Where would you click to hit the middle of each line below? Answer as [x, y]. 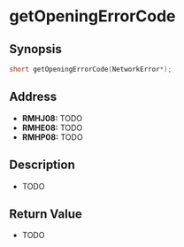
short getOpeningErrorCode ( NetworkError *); [91, 69]
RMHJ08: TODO [52, 118]
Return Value [46, 214]
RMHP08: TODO [52, 137]
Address [33, 97]
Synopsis [35, 49]
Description [42, 165]
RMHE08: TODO [52, 127]
